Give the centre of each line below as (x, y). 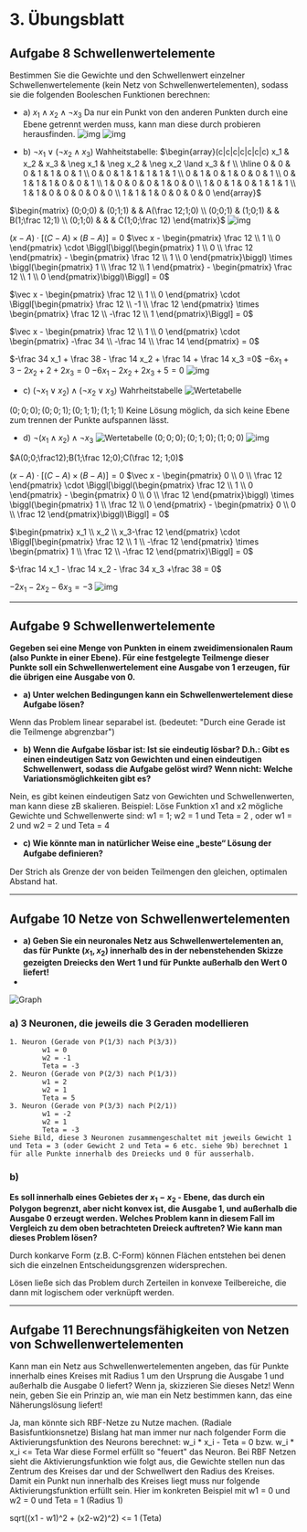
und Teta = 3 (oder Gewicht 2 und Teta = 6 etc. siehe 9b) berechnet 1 (148, 1146)
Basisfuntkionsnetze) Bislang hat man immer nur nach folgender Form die (148, 1432)
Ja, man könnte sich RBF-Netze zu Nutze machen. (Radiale (121, 1423)
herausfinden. (49, 133)
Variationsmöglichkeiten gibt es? (87, 779)
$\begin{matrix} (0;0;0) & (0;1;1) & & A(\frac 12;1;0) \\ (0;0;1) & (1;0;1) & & (145, 210)
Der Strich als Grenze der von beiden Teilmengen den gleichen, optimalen (148, 872)
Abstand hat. (33, 882)
